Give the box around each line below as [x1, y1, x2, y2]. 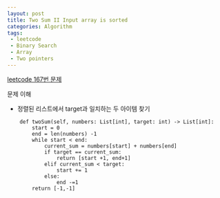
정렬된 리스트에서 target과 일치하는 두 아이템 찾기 [17, 105, 150, 113]
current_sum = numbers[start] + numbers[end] [43, 143, 177, 150]
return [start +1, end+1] [56, 154, 131, 161]
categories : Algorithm [7, 23, 72, 30]
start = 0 [32, 124, 60, 132]
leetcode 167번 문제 [7, 75, 62, 83]
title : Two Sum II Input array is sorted [7, 17, 128, 24]
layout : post [7, 10, 45, 17]
